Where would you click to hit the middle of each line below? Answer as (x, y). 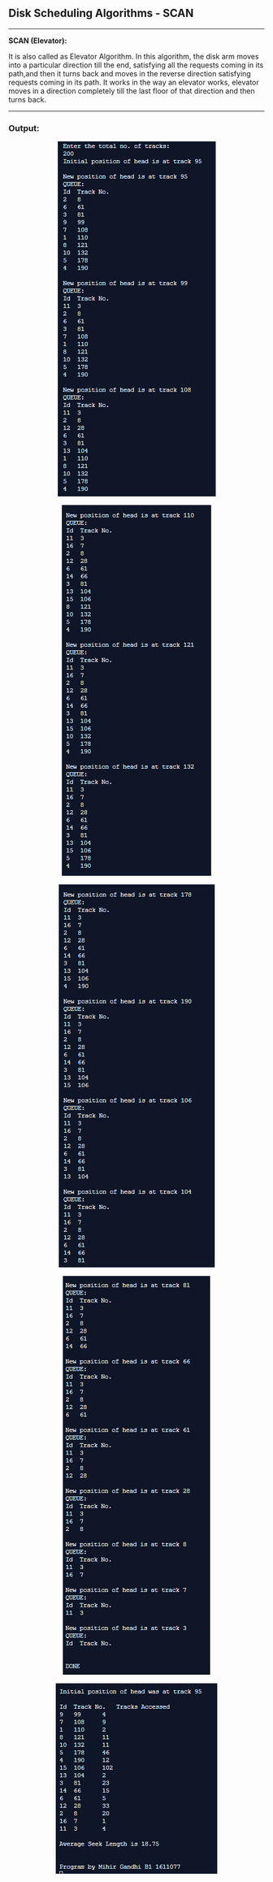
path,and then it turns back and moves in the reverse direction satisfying (130, 73)
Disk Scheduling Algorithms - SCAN (101, 13)
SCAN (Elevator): (38, 41)
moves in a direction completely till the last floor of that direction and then (132, 91)
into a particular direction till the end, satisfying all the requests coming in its (136, 65)
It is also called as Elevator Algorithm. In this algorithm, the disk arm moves (134, 56)
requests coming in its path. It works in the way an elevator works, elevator (134, 82)
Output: (24, 128)
